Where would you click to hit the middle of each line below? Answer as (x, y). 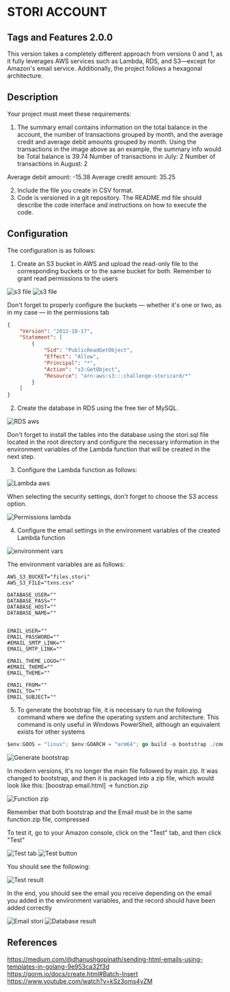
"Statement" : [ (41, 337)
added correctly (30, 908)
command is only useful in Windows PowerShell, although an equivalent (118, 725)
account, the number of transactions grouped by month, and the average (120, 134)
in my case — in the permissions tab (58, 312)
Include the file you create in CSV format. (75, 190)
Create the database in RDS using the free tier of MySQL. (98, 408)
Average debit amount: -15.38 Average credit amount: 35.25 (91, 177)
